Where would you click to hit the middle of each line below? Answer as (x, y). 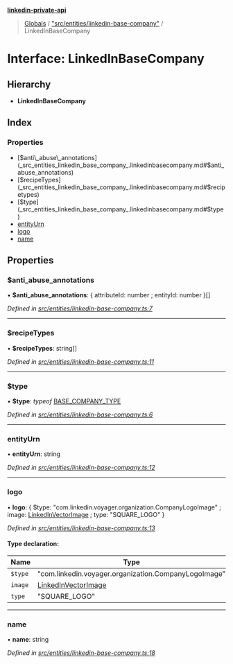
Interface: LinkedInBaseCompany (106, 59)
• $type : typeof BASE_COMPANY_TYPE (64, 401)
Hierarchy (29, 84)
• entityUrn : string (34, 454)
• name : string (28, 640)
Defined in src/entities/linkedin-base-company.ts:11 (81, 361)
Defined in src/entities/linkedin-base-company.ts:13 (81, 528)
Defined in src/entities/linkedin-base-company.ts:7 (80, 308)
